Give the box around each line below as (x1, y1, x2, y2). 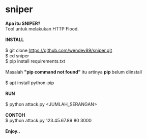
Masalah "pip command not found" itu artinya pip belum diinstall (5, 68, 142, 75)
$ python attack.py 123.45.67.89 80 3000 (5, 117, 92, 123)
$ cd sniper (5, 52, 30, 59)
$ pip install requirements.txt (5, 58, 65, 64)
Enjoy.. (5, 128, 20, 134)
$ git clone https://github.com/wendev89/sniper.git (5, 47, 112, 53)
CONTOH (5, 112, 25, 118)
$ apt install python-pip (5, 80, 54, 86)
